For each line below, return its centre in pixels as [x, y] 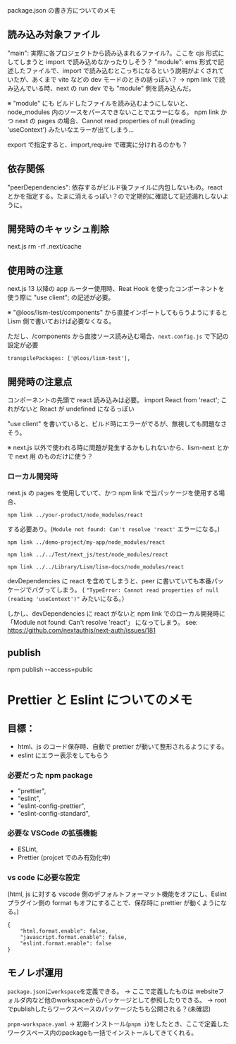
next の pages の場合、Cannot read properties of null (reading [105, 120]
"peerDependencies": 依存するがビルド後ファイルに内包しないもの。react [115, 187]
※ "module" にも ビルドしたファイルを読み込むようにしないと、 [100, 103]
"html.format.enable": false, [64, 931]
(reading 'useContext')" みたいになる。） [68, 599]
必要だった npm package [50, 776]
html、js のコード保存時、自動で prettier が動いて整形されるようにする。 [123, 747]
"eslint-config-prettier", [51, 806]
